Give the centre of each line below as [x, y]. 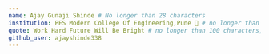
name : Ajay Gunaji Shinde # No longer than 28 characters [107, 15]
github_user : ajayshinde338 [55, 38]
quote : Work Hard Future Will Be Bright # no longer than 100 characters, [136, 30]
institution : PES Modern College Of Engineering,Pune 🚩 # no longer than [134, 23]
